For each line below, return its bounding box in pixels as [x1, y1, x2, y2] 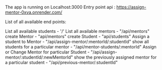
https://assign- [116, 4, 146, 10]
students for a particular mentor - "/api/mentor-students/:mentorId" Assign [5, 44, 157, 49]
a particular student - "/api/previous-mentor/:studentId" [5, 60, 118, 65]
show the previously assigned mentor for [74, 54, 157, 60]
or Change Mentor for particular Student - [5, 49, 90, 55]
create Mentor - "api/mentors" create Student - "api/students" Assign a [5, 34, 150, 39]
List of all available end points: [5, 19, 66, 24]
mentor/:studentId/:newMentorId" [5, 54, 73, 60]
